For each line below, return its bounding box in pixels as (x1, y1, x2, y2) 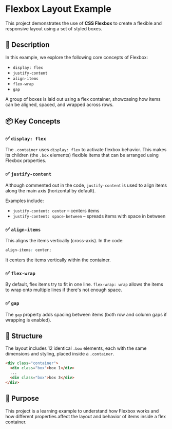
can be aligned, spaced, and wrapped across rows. (5, 101, 114, 108)
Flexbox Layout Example (5, 3, 111, 15)
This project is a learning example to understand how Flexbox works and (5, 407, 159, 414)
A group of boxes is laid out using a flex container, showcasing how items (5, 96, 161, 102)
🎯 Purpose (5, 394, 40, 403)
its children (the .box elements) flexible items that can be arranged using (5, 152, 159, 158)
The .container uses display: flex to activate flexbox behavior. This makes (5, 147, 167, 153)
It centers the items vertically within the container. (5, 257, 111, 263)
